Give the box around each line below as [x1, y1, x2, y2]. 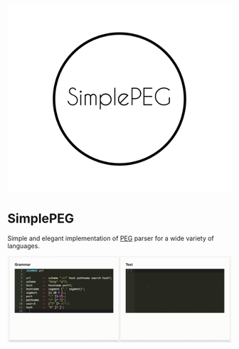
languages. [7, 241, 41, 250]
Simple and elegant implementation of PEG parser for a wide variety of [7, 234, 215, 242]
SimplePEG [7, 210, 75, 227]
